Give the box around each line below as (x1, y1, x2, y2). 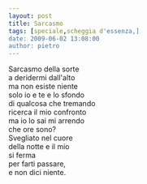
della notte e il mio (8, 142, 70, 152)
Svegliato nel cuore (8, 133, 73, 143)
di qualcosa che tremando (8, 99, 96, 109)
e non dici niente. (8, 168, 67, 178)
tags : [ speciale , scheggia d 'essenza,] (8, 27, 140, 35)
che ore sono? (8, 125, 57, 135)
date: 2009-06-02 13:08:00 (8, 34, 100, 43)
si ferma (8, 151, 37, 160)
